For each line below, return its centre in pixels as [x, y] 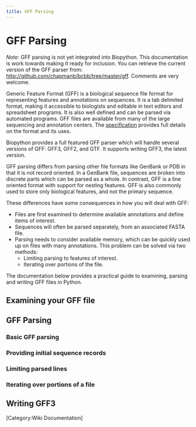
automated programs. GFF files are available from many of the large [88, 118]
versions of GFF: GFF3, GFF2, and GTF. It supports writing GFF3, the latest [97, 148]
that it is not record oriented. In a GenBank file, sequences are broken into [96, 173]
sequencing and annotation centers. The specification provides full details [96, 125]
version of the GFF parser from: [44, 69]
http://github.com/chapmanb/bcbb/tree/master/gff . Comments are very [93, 76]
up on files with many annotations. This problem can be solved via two [100, 246]
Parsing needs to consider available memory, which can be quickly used [102, 239]
